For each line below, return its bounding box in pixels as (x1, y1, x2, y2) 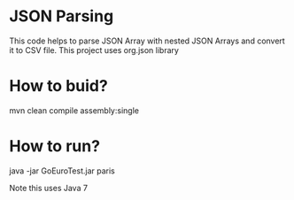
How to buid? (9, 76, 108, 96)
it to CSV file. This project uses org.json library (9, 44, 180, 55)
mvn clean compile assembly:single (9, 104, 140, 116)
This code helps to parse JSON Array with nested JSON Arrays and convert (9, 35, 285, 46)
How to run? (9, 136, 100, 157)
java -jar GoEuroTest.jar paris (9, 165, 115, 176)
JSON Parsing (9, 6, 114, 27)
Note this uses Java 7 (9, 182, 89, 193)
